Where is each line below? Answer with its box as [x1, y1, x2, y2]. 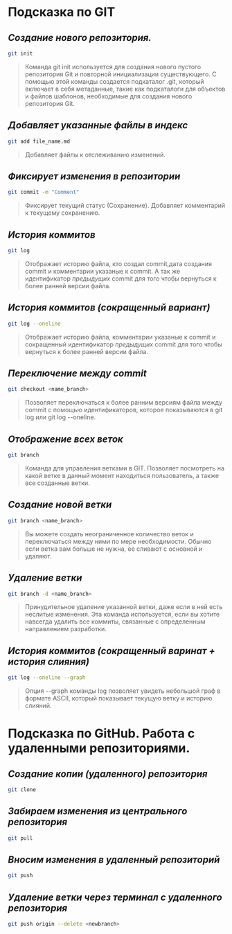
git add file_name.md [8, 138, 71, 145]
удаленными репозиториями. [8, 741, 190, 756]
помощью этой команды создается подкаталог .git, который [24, 77, 204, 85]
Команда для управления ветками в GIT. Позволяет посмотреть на [24, 464, 224, 472]
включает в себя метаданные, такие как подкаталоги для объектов [24, 85, 226, 93]
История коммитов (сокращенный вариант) [8, 302, 211, 314]
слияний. [24, 701, 52, 710]
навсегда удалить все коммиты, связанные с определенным [24, 617, 206, 626]
